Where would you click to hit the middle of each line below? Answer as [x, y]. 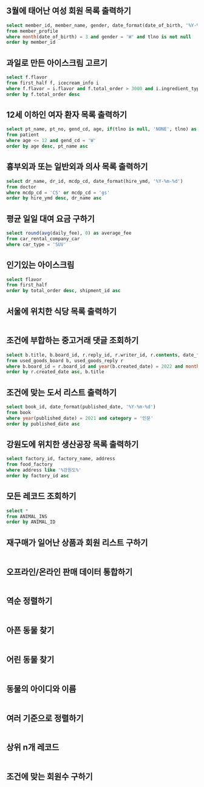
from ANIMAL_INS [27, 516]
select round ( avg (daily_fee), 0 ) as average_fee [69, 233]
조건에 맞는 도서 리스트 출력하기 [62, 392]
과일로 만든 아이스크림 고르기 [57, 63]
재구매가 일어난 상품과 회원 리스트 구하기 [77, 542]
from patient [23, 135]
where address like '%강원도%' [44, 470]
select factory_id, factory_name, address [61, 459]
